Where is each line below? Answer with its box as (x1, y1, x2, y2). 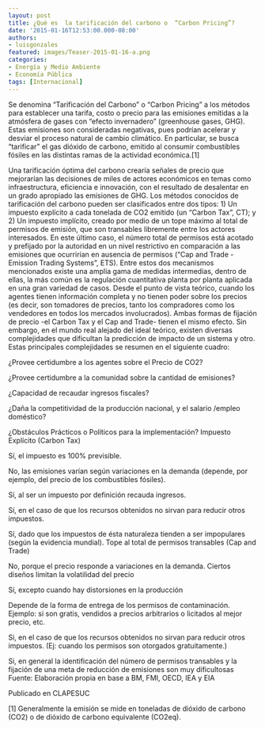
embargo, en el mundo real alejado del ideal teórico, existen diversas (8, 325, 233, 335)
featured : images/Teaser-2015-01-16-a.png (8, 48, 150, 56)
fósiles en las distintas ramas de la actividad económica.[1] (8, 150, 200, 159)
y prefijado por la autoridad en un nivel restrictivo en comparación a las (8, 241, 241, 250)
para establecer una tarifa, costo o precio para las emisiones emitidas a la (8, 108, 249, 117)
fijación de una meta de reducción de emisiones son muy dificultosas (8, 664, 235, 674)
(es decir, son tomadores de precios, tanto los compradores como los (8, 300, 235, 309)
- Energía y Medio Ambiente (8, 63, 101, 71)
